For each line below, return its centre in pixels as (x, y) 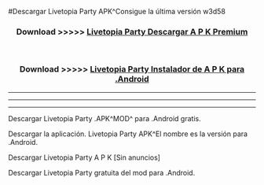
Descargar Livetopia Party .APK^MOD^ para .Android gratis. (105, 118)
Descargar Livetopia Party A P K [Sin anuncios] (84, 157)
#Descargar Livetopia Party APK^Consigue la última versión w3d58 (117, 11)
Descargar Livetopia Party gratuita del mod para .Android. (102, 172)
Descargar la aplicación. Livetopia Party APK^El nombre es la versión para (128, 134)
